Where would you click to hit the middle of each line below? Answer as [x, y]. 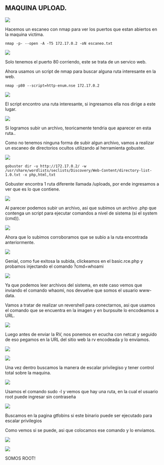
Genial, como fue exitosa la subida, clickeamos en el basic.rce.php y [74, 261]
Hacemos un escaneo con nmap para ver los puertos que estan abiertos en [81, 29]
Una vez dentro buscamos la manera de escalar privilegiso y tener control [80, 367]
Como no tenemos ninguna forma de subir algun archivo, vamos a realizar [80, 143]
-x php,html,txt [39, 175]
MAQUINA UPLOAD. [36, 8]
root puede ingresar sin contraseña [40, 397]
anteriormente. [20, 242]
